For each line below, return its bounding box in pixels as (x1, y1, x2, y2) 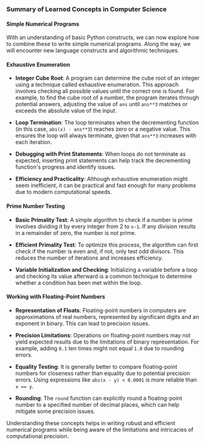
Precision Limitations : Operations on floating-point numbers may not (15, 331, 191, 339)
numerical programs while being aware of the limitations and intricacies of (6, 426, 194, 433)
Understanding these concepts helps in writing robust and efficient (6, 419, 176, 426)
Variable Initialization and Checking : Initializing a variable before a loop (15, 266, 198, 273)
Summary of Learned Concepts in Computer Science (6, 5, 167, 13)
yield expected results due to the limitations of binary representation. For (15, 338, 199, 345)
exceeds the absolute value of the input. (15, 107, 117, 115)
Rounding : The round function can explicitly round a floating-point (15, 394, 183, 402)
